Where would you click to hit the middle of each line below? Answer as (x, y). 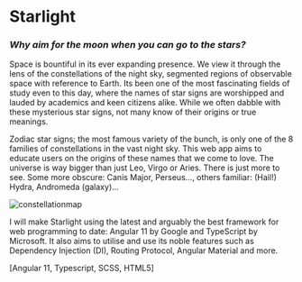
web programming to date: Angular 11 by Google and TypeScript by (134, 232)
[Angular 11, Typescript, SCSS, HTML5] (82, 268)
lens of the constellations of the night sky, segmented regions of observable (151, 74)
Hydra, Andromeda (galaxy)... (64, 187)
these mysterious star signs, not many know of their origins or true (133, 112)
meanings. (29, 122)
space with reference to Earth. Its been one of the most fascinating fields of (150, 84)
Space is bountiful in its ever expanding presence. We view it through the (145, 64)
